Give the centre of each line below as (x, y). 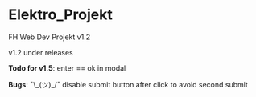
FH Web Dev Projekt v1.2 (50, 37)
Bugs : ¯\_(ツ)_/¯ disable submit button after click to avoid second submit (128, 84)
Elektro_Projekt (60, 15)
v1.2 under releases (41, 52)
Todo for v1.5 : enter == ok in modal (67, 68)
